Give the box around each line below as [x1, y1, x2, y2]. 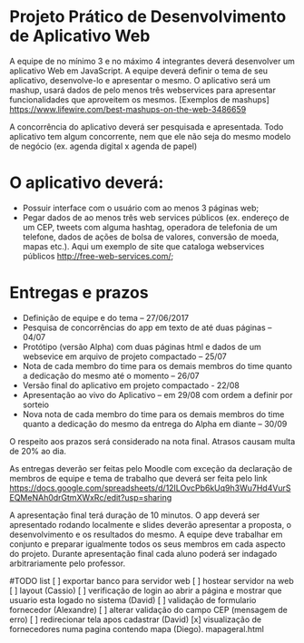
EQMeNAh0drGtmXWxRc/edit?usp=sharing [9, 492, 172, 502]
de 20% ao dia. [9, 445, 66, 456]
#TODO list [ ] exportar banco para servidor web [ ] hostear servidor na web [9, 575, 294, 586]
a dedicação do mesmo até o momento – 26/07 [22, 370, 200, 381]
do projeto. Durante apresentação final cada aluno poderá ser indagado [9, 548, 278, 559]
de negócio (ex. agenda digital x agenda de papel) [9, 141, 198, 151]
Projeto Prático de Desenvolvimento [9, 6, 287, 27]
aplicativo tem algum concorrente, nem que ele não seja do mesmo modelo [9, 131, 291, 141]
